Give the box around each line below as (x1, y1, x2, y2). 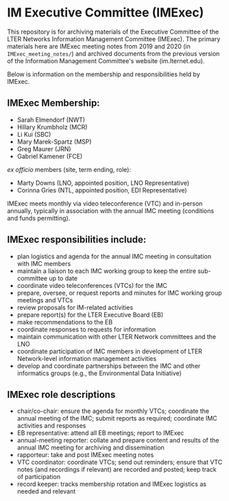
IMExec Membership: (7, 98, 101, 109)
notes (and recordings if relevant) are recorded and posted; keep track (16, 465, 217, 474)
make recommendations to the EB (16, 318, 113, 326)
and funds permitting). (7, 214, 71, 222)
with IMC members (16, 259, 71, 267)
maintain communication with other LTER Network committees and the (16, 332, 217, 341)
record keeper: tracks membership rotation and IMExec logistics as (16, 480, 207, 489)
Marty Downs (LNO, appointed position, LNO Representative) (16, 179, 190, 187)
